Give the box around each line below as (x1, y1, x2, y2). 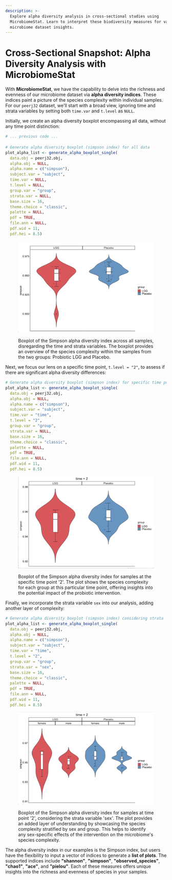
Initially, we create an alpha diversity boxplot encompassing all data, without (5, 118, 166, 124)
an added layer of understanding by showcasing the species (18, 820, 146, 827)
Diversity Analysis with (5, 58, 106, 70)
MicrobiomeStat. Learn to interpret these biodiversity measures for (10, 19, 161, 24)
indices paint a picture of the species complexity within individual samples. (5, 97, 163, 103)
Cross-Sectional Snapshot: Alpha (5, 47, 151, 59)
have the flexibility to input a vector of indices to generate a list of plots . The (5, 852, 167, 858)
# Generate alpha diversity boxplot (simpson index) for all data (5, 144, 150, 150)
